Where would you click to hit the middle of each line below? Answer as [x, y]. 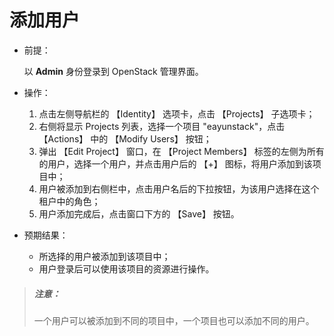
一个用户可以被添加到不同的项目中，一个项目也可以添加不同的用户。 [174, 320]
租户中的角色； [69, 201]
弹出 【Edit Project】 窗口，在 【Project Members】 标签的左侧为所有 [181, 151]
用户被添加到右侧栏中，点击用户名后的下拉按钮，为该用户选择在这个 [179, 188]
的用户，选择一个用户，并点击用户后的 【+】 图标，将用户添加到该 [175, 163]
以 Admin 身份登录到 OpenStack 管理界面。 [113, 71]
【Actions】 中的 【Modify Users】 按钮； [125, 138]
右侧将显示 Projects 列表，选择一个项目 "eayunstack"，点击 [162, 126]
